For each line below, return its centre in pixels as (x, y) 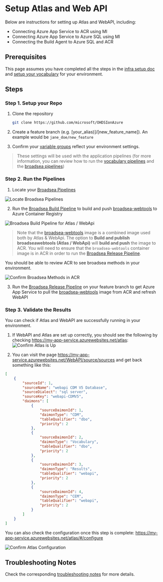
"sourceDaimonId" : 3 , (61, 465)
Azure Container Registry (37, 214)
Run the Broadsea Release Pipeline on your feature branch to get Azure (83, 287)
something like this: (31, 365)
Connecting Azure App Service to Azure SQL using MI (66, 37)
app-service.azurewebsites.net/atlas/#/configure (54, 538)
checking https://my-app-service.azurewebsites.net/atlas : (70, 340)
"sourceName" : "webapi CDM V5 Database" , (65, 388)
